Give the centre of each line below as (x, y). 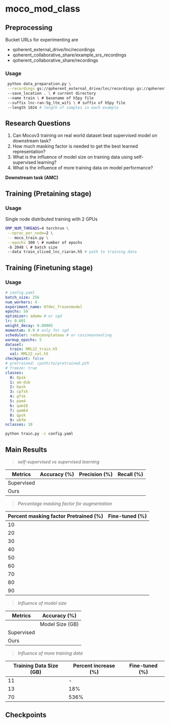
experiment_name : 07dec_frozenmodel (44, 307)
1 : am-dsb (20, 382)
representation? (29, 152)
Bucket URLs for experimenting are (42, 40)
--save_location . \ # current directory (52, 94)
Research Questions (38, 123)
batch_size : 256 (22, 297)
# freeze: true (21, 368)
